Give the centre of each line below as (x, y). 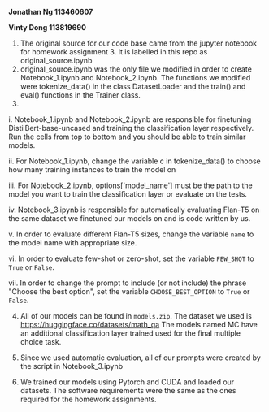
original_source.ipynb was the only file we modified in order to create (136, 69)
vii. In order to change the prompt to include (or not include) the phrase (128, 283)
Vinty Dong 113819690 (48, 27)
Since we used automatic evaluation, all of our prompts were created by (141, 358)
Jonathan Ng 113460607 (51, 12)
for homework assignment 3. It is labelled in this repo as (114, 52)
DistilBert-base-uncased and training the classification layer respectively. (131, 128)
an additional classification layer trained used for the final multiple (130, 333)
